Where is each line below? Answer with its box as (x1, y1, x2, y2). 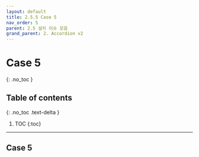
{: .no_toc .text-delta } (6, 108, 60, 116)
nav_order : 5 (6, 20, 38, 25)
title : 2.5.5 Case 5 (6, 14, 57, 20)
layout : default (6, 8, 46, 15)
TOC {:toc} (14, 120, 41, 127)
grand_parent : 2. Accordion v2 (6, 31, 84, 37)
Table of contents (6, 93, 72, 103)
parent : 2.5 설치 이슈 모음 (6, 25, 68, 31)
